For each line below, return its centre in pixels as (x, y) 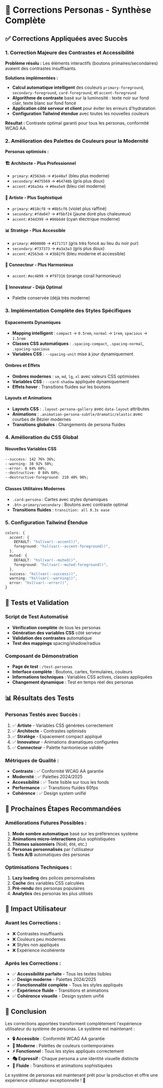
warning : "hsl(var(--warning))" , (44, 579)
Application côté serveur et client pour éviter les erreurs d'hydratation (84, 108)
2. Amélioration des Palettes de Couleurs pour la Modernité (77, 141)
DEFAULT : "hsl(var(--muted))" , (46, 560)
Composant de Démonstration (42, 656)
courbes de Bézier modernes (42, 419)
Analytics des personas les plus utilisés (52, 894)
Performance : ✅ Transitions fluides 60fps (55, 788)
